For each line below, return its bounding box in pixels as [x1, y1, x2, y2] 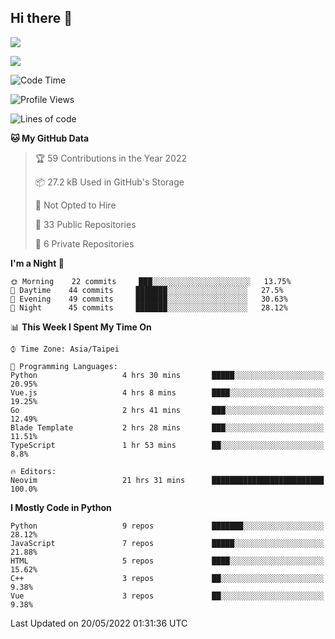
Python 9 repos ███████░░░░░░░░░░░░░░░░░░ [10, 521, 325, 531]
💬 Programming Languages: [10, 361, 118, 371]
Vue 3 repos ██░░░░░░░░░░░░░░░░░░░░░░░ [10, 591, 325, 601]
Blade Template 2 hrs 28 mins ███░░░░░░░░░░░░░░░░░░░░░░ [10, 422, 325, 433]
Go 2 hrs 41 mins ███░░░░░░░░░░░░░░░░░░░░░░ [10, 405, 325, 415]
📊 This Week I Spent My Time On [10, 321, 152, 333]
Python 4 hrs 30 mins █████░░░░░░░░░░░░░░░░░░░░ [10, 370, 325, 380]
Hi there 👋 [10, 10, 73, 27]
